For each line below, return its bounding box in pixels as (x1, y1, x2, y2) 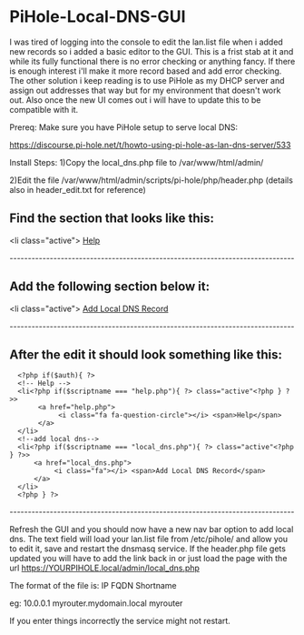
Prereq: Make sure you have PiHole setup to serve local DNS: (9, 121, 239, 133)
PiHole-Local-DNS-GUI (9, 6, 186, 27)
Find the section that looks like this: (9, 211, 215, 227)
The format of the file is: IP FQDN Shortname (9, 580, 177, 591)
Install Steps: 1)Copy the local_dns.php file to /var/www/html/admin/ (9, 156, 264, 167)
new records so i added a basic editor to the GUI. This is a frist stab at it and (9, 45, 294, 56)
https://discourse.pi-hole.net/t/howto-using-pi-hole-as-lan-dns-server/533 (9, 139, 291, 150)
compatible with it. (9, 104, 79, 115)
